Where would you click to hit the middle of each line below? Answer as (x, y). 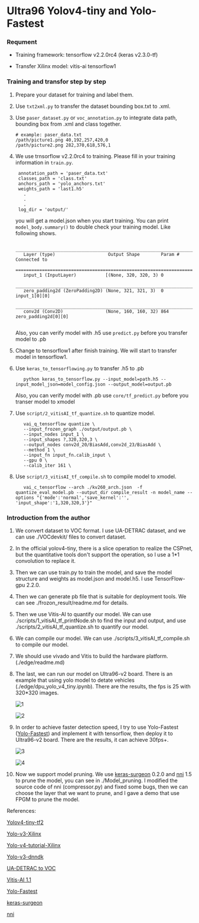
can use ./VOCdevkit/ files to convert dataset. (71, 537)
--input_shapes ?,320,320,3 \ (61, 440)
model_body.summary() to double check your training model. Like (93, 227)
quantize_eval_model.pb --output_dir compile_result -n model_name (100, 492)
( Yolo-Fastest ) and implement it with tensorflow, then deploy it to (94, 733)
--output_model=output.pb (140, 384)
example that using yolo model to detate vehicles (75, 680)
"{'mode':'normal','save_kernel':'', (83, 498)
